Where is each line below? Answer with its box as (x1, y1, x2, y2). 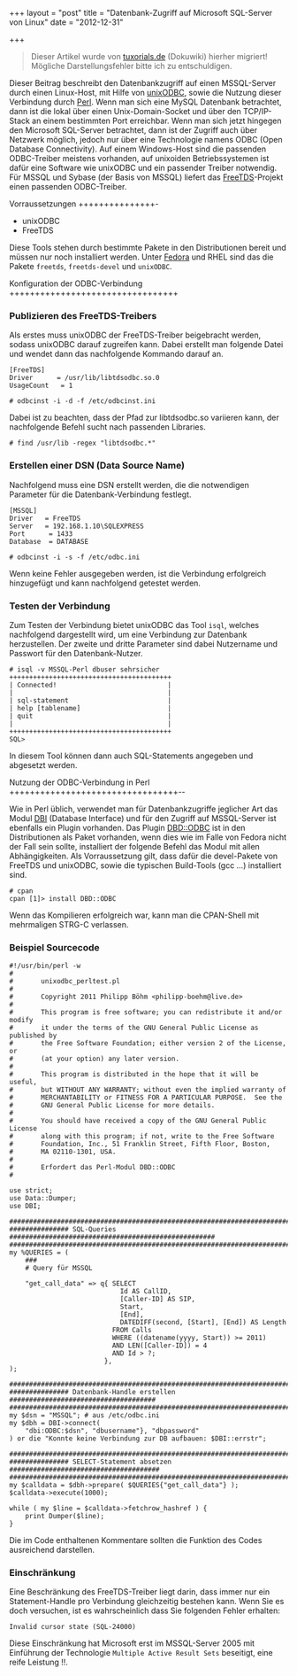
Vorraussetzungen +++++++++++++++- (9, 198, 159, 209)
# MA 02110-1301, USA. (9, 1147, 117, 1157)
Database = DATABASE (9, 537, 89, 546)
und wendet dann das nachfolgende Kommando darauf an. (9, 349, 224, 360)
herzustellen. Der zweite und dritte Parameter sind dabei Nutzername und (9, 638, 278, 649)
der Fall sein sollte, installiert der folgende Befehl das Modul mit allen (9, 841, 261, 851)
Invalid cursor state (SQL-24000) (9, 1623, 137, 1632)
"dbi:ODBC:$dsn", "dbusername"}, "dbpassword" (25, 1426, 200, 1436)
